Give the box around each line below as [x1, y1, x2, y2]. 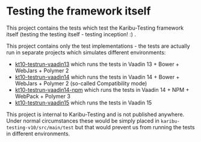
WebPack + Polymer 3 [14, 92, 71, 100]
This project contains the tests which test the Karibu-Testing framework [6, 24, 184, 31]
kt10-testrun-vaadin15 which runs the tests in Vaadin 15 [14, 98, 152, 106]
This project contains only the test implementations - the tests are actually [6, 42, 191, 50]
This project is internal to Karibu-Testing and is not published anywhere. [6, 111, 185, 118]
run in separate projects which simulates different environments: [6, 48, 166, 56]
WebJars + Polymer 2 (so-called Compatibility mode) [14, 80, 147, 87]
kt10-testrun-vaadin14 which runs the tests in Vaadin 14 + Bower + [14, 73, 180, 80]
